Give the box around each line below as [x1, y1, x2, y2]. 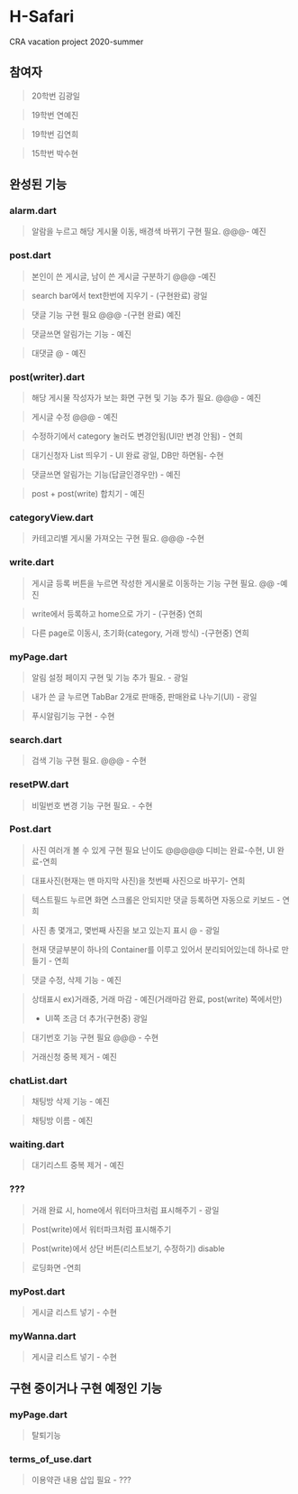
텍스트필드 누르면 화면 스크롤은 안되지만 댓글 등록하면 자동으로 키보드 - [31, 894, 281, 905]
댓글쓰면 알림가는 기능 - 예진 [31, 328, 132, 339]
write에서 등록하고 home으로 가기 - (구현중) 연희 [31, 608, 203, 619]
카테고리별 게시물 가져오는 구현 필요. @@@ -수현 [31, 533, 205, 543]
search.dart [9, 733, 62, 746]
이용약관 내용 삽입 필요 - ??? [31, 1474, 132, 1486]
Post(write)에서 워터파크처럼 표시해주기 [31, 1223, 172, 1234]
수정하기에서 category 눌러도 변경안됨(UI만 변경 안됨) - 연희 [31, 431, 243, 441]
